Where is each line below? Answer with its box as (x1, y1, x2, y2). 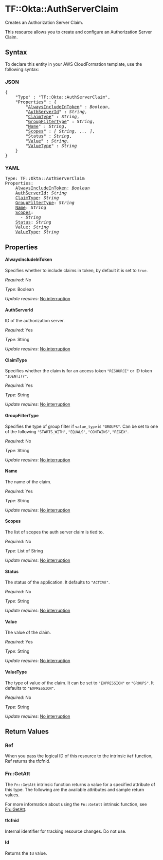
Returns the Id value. (5, 850, 47, 856)
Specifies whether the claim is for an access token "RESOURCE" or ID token (5, 368, 152, 374)
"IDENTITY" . (5, 373, 28, 379)
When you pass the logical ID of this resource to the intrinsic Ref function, (5, 753, 153, 759)
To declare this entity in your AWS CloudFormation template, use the (5, 61, 142, 67)
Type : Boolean (5, 286, 34, 292)
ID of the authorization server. (5, 318, 65, 324)
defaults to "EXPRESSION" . (5, 685, 55, 691)
